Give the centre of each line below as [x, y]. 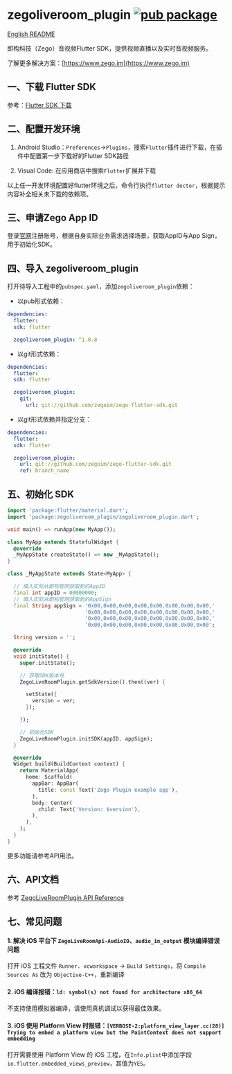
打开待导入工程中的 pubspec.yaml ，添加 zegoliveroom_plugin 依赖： [101, 286]
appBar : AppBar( [55, 783]
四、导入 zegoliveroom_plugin [73, 268]
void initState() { [42, 656]
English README [31, 34]
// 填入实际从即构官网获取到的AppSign [63, 599]
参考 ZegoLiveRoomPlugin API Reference [66, 897]
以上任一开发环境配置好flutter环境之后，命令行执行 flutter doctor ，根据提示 [116, 185]
